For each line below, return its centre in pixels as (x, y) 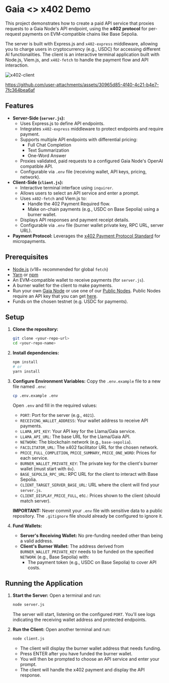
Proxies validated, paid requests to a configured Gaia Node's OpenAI (92, 161)
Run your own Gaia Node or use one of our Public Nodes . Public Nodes (87, 290)
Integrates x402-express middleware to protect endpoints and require (92, 129)
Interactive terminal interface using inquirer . (67, 188)
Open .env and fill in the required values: (55, 405)
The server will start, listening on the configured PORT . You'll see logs (84, 614)
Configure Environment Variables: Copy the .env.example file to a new (87, 381)
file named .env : (29, 386)
